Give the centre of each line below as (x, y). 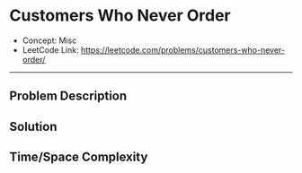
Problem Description (68, 96)
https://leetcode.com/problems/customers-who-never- (183, 49)
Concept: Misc (49, 40)
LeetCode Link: (50, 49)
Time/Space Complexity (79, 157)
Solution (33, 126)
